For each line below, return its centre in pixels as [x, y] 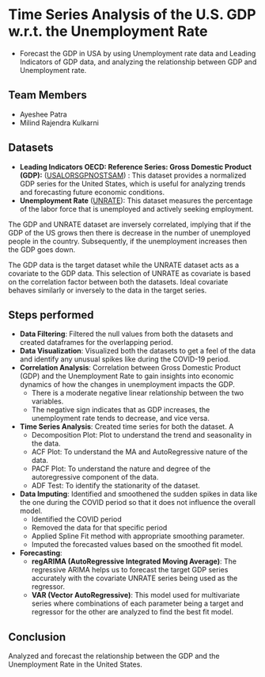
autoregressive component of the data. [95, 477]
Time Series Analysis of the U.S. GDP [132, 15]
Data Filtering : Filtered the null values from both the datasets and [126, 334]
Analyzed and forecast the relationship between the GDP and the [114, 656]
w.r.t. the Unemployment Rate [108, 31]
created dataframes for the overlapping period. [96, 342]
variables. [47, 401]
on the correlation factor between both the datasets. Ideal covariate [118, 281]
